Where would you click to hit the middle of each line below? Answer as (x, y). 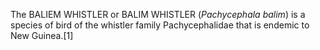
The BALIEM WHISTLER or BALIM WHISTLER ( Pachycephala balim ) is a (158, 14)
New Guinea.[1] (42, 35)
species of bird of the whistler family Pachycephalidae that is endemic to (160, 25)
